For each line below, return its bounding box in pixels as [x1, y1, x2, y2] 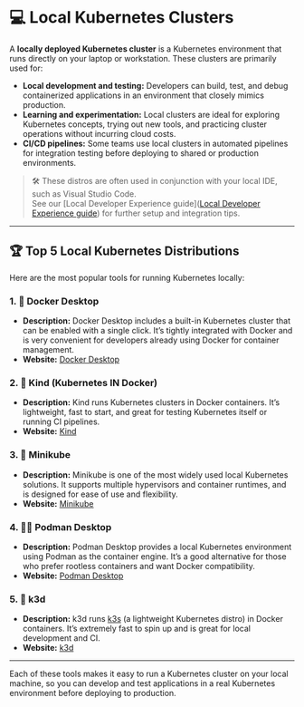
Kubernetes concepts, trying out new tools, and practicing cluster [22, 119, 268, 130]
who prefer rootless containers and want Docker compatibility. [22, 560, 256, 571]
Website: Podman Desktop [22, 570, 124, 581]
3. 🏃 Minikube [9, 449, 71, 461]
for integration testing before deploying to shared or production [22, 147, 260, 159]
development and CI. [22, 633, 101, 644]
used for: [9, 63, 43, 73]
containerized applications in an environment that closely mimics [22, 90, 265, 101]
